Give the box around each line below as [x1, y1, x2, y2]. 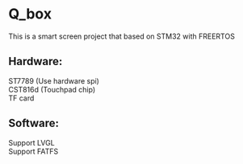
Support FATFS [8, 146, 59, 156]
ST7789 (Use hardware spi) [8, 76, 99, 85]
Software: [8, 117, 59, 130]
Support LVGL [8, 137, 55, 147]
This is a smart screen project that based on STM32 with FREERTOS [8, 31, 236, 41]
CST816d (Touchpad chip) [8, 84, 95, 94]
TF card [8, 93, 35, 103]
